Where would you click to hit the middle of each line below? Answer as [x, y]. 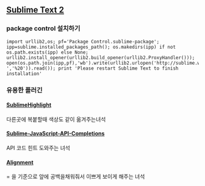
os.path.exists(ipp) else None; [47, 52]
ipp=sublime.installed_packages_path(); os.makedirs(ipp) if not [91, 47]
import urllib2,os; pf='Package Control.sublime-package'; [83, 41]
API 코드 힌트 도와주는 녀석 [38, 148]
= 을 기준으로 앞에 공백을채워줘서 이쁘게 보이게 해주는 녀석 [76, 177]
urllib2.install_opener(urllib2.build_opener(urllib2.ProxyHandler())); [101, 57]
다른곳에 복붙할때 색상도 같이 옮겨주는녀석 [56, 119]
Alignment [20, 162]
